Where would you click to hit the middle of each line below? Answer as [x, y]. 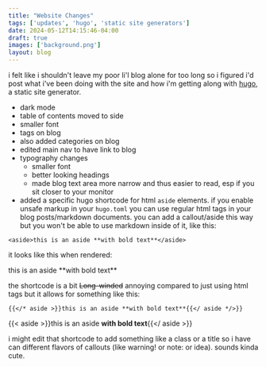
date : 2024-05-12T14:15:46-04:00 [64, 30]
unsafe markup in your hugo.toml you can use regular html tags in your [135, 209]
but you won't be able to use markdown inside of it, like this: [118, 226]
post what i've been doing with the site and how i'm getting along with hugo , [133, 83]
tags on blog [40, 133]
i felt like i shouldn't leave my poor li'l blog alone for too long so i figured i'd [131, 75]
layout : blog [30, 52]
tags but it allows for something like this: [74, 294]
